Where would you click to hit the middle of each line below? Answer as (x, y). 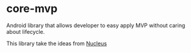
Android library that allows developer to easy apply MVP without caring (96, 25)
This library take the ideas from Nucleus (57, 43)
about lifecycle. (26, 31)
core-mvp (32, 9)
